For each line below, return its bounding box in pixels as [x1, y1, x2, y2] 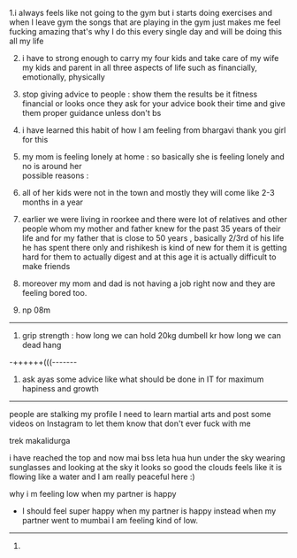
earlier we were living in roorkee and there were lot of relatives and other [21, 214, 287, 224]
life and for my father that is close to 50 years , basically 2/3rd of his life [21, 233, 285, 243]
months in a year [21, 197, 84, 207]
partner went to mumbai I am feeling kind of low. [21, 515, 199, 525]
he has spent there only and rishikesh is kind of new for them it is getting [21, 243, 287, 252]
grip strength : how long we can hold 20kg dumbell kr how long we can [21, 330, 281, 340]
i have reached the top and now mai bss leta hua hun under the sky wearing [9, 453, 286, 463]
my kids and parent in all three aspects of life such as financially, [21, 62, 258, 73]
